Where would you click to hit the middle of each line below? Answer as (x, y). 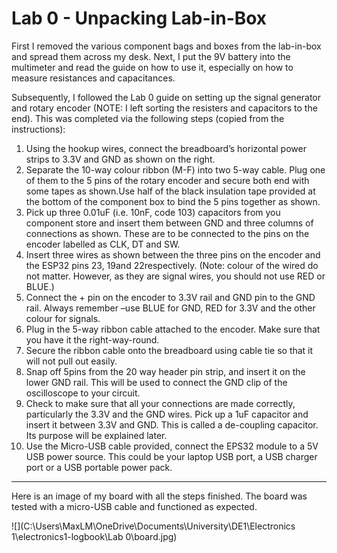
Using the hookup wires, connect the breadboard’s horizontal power (166, 148)
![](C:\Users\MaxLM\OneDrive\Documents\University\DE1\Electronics (153, 526)
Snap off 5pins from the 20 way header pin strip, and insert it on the (165, 371)
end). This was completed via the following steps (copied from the (148, 118)
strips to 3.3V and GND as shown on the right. (120, 159)
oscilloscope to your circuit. (83, 393)
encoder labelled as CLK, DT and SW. (103, 244)
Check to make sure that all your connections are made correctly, (160, 403)
